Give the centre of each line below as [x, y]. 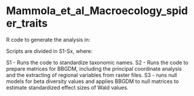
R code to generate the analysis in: [48, 39]
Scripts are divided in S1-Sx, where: [50, 51]
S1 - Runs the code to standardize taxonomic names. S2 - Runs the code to [97, 62]
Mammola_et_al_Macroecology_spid [97, 11]
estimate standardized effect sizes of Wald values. [67, 87]
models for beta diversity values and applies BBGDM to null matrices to [93, 81]
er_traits [27, 23]
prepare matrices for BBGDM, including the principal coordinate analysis [94, 68]
